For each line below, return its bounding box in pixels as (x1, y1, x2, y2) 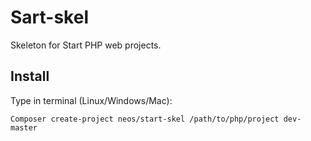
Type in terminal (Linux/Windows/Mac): (10, 94, 173, 106)
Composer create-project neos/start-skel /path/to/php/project (10, 114, 280, 124)
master (10, 122, 38, 133)
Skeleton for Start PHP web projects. (10, 39, 162, 51)
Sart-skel (10, 6, 89, 29)
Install (10, 68, 50, 85)
